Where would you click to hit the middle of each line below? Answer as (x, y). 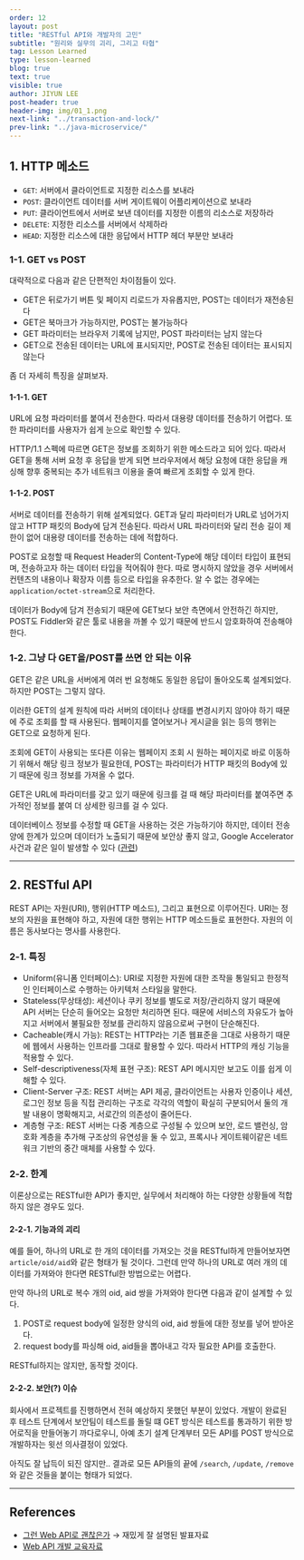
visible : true (36, 85)
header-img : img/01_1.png (58, 111)
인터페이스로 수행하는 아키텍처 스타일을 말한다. (114, 989)
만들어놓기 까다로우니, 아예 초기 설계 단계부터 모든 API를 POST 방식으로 (167, 1432)
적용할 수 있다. (48, 1057)
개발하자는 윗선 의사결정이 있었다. (69, 1444)
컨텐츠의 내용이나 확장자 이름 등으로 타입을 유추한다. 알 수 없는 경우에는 (135, 579)
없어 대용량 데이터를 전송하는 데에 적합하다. (102, 537)
